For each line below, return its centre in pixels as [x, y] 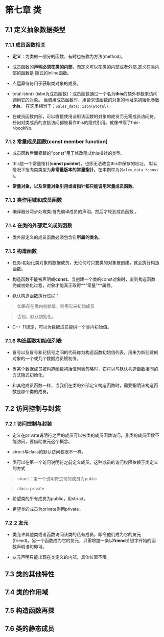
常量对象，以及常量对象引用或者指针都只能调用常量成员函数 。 [74, 186]
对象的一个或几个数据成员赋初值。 [47, 358]
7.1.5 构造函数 [21, 251]
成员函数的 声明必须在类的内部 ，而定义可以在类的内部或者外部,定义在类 [83, 67]
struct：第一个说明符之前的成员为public [57, 479]
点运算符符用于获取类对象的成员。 [47, 83]
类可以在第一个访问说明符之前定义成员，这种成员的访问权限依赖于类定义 [85, 462]
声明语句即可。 [32, 547]
